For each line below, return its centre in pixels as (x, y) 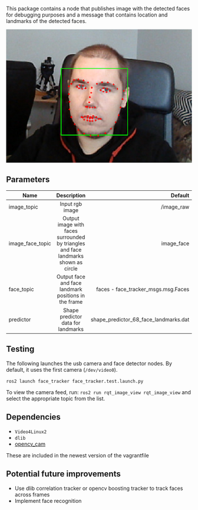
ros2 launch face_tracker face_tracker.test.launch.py (75, 381)
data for (71, 323)
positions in (71, 295)
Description (71, 195)
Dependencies (33, 417)
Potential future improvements (63, 474)
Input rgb (71, 204)
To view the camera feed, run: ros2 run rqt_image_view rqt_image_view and (99, 392)
